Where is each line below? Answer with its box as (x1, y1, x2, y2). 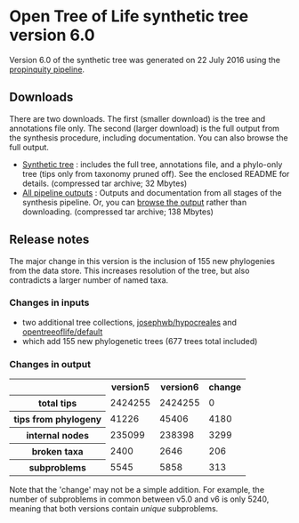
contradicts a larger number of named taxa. (9, 274, 169, 286)
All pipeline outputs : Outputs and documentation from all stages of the (21, 187, 282, 197)
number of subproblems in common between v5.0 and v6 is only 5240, (9, 494, 270, 504)
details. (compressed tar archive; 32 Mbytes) (21, 178, 188, 189)
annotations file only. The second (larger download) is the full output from (9, 123, 280, 133)
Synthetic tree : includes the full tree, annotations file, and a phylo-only (21, 158, 283, 170)
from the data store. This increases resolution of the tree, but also (9, 265, 250, 276)
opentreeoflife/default (21, 326, 103, 337)
